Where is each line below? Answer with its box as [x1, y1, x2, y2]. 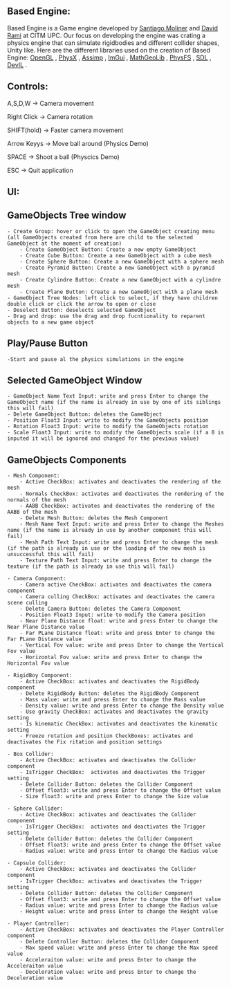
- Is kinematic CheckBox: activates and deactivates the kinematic [19, 721, 218, 728]
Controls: [7, 81, 48, 93]
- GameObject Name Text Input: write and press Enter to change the [7, 393, 209, 400]
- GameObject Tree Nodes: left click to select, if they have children [7, 294, 218, 302]
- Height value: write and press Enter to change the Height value [19, 908, 218, 915]
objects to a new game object [7, 318, 95, 326]
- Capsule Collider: [7, 860, 67, 867]
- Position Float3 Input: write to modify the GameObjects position [7, 417, 209, 424]
